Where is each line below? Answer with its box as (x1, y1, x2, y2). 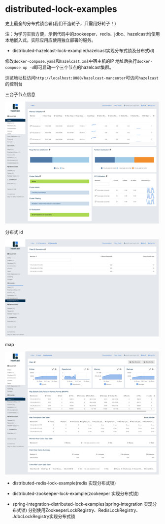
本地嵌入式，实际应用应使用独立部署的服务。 (5, 37, 96, 43)
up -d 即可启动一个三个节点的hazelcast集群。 (23, 64, 114, 70)
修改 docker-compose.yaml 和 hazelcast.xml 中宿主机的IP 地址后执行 (5, 58, 137, 64)
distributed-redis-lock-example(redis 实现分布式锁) (12, 480, 116, 486)
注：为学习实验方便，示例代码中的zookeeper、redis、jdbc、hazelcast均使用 (5, 31, 160, 37)
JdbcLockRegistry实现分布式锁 (12, 513, 75, 519)
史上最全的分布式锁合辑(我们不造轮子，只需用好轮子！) (5, 20, 117, 26)
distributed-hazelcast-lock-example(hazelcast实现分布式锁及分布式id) (12, 47, 155, 53)
